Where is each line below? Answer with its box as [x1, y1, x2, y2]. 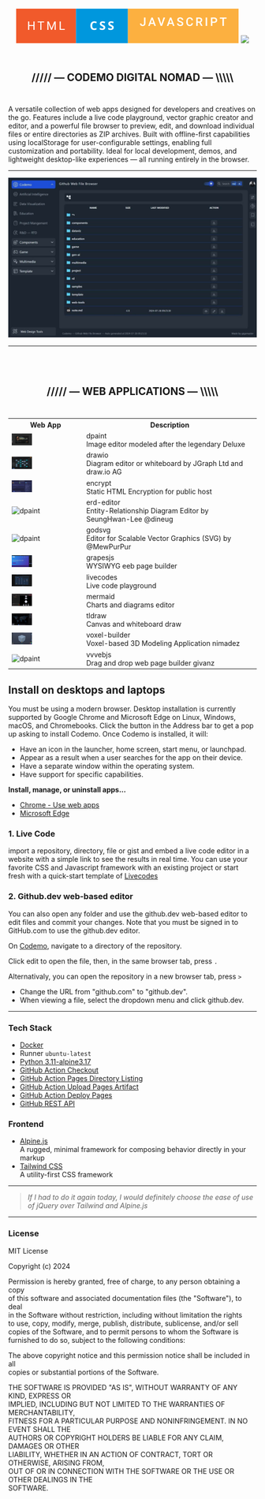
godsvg [86, 525, 111, 535]
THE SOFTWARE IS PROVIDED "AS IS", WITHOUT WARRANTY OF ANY [8, 1382, 238, 1392]
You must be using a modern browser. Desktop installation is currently [8, 704, 237, 714]
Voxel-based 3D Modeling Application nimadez [86, 639, 241, 648]
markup [19, 1153, 45, 1163]
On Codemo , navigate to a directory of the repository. [8, 941, 182, 950]
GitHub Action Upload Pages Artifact [19, 1082, 140, 1091]
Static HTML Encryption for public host [86, 487, 212, 496]
